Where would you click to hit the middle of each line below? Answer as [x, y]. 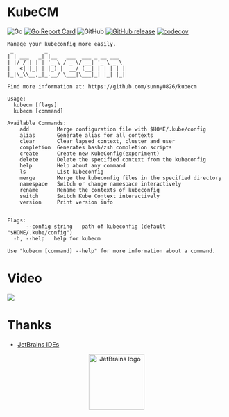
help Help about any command [73, 165]
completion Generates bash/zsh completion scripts [96, 147]
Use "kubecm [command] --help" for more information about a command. [111, 251]
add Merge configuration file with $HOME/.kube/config [113, 129]
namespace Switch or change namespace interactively [101, 184]
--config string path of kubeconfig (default [96, 227]
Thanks [29, 326]
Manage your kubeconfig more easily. [62, 44]
